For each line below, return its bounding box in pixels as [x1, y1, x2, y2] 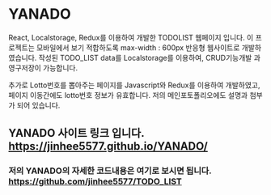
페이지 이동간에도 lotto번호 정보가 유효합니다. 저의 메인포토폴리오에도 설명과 [8, 90, 248, 100]
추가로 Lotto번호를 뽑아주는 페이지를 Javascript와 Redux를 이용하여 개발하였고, [8, 80, 260, 90]
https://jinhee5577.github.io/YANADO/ [8, 139, 208, 154]
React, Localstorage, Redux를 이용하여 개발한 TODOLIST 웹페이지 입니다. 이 [8, 32, 254, 42]
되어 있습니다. [16, 100, 61, 110]
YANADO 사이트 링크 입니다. [8, 126, 145, 140]
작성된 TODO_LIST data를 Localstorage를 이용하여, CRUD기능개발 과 [38, 53, 261, 62]
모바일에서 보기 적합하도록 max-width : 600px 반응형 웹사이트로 [36, 42, 240, 53]
